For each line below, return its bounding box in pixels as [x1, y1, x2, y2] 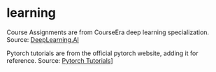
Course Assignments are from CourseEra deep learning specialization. [6, 28, 210, 36]
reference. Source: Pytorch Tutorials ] [6, 56, 113, 64]
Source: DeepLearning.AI [6, 35, 80, 43]
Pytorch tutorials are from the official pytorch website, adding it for [6, 49, 199, 57]
